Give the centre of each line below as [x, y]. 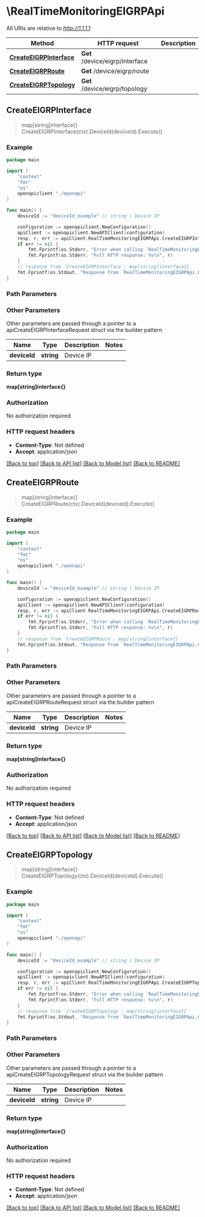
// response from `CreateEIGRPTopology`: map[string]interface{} [102, 1011]
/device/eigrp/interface [114, 61]
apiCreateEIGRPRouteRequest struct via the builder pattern [80, 702]
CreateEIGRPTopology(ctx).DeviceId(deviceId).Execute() [92, 876]
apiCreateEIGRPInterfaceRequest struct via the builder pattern [85, 330]
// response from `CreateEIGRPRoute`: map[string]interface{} [98, 639]
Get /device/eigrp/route [115, 71]
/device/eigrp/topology [114, 88]
